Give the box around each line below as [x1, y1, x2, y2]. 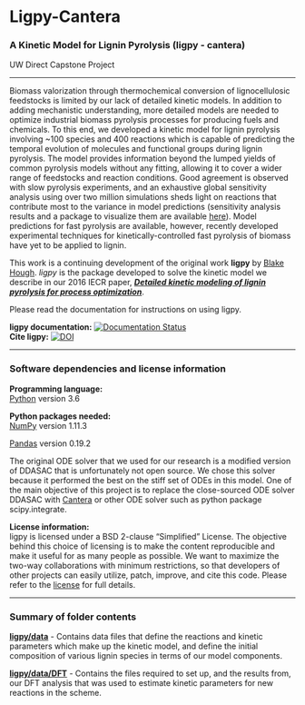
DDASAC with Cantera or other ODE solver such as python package [9, 493, 262, 505]
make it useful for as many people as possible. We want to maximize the [9, 550, 280, 561]
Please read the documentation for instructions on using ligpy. [9, 304, 242, 315]
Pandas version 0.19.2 [9, 438, 92, 449]
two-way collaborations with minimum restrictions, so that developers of [9, 560, 280, 571]
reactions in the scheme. [9, 688, 103, 699]
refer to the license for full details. [9, 579, 136, 590]
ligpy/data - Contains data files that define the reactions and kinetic [9, 631, 263, 642]
